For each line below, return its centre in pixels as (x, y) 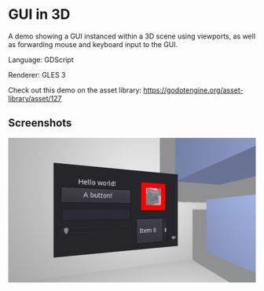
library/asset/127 (35, 98)
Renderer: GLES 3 (37, 75)
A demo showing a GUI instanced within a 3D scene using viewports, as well (132, 36)
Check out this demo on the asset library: (75, 90)
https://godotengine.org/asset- (193, 90)
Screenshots (40, 123)
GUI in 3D (39, 15)
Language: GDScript (41, 60)
